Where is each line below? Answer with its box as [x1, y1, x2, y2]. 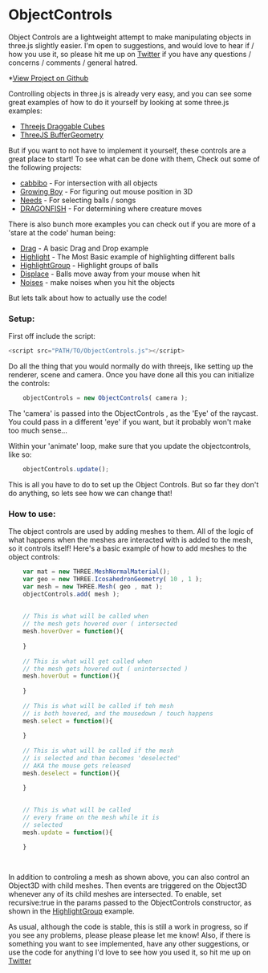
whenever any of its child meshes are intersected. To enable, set [8, 890, 222, 899]
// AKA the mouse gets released [22, 761, 131, 770]
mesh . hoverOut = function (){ [22, 672, 120, 680]
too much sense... [8, 425, 68, 435]
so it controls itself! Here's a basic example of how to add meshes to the [8, 543, 247, 553]
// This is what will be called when [22, 613, 149, 621]
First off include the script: [8, 332, 96, 341]
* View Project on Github [8, 73, 89, 83]
